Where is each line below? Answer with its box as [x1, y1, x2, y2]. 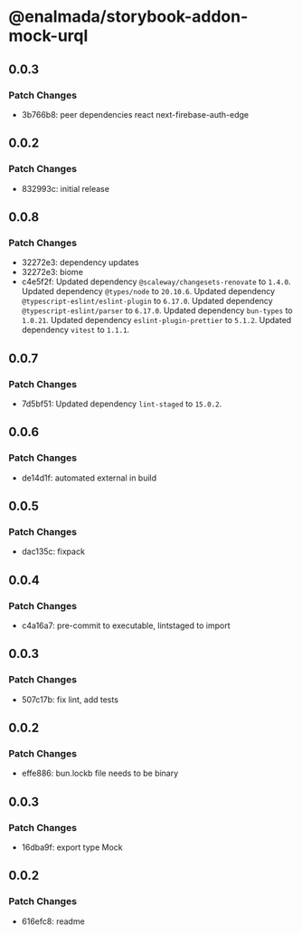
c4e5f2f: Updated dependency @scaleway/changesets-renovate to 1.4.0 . [21, 276, 291, 287]
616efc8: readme [21, 916, 85, 927]
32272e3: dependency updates [21, 257, 139, 268]
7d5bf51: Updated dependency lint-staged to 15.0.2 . [21, 398, 222, 409]
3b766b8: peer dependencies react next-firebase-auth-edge [21, 109, 250, 119]
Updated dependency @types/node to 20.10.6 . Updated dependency [21, 286, 276, 297]
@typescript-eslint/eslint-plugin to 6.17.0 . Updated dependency [21, 296, 273, 307]
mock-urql [8, 25, 89, 46]
